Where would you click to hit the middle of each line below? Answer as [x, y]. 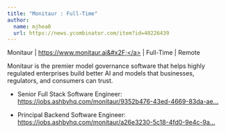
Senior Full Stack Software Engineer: [70, 94]
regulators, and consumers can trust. [60, 81]
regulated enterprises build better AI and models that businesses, [101, 73]
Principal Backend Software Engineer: [72, 115]
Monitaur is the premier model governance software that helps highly [106, 66]
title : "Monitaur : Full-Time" [53, 14]
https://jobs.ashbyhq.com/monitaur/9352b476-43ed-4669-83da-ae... [118, 102]
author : [18, 20]
